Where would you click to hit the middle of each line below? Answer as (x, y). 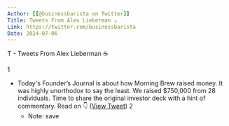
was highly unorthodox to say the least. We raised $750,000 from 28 (116, 91)
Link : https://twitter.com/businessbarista (72, 27)
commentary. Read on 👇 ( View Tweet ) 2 (75, 106)
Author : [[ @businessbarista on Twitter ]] (69, 14)
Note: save (43, 116)
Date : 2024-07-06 (33, 33)
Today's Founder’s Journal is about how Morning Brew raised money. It (120, 83)
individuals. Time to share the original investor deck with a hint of (111, 98)
